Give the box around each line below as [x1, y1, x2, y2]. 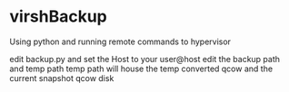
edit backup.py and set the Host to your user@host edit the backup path [9, 53, 280, 64]
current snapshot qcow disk [9, 72, 115, 83]
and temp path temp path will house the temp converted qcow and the [9, 63, 274, 74]
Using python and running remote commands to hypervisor [9, 36, 232, 47]
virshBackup [9, 6, 107, 27]
